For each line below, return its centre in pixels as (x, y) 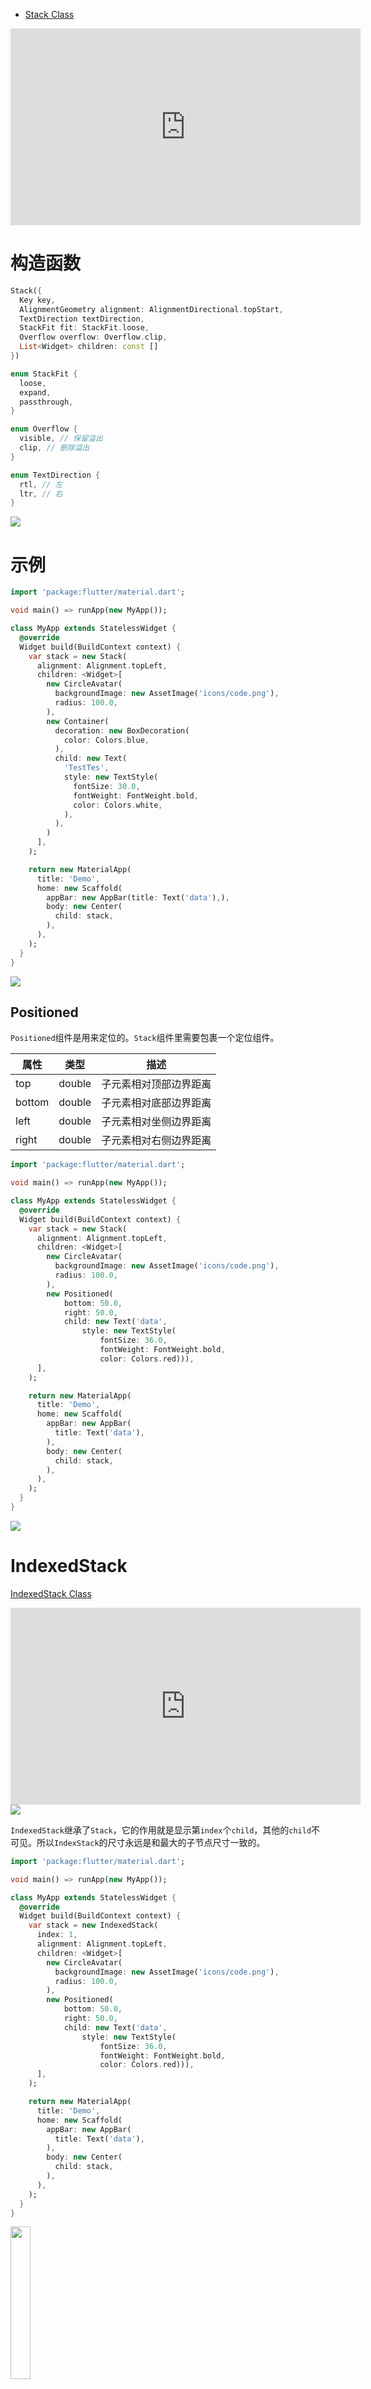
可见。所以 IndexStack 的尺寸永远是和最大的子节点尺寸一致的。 (138, 1842)
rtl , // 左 (41, 484)
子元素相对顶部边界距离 (156, 1084)
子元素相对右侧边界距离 (156, 1141)
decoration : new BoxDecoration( (122, 730)
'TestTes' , (86, 768)
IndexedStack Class (51, 1593)
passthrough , (46, 402)
